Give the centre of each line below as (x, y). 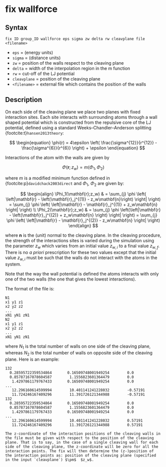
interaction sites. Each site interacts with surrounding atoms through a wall (81, 117)
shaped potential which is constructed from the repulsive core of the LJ (78, 122)
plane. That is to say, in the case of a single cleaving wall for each (82, 442)
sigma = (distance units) (36, 58)
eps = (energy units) (33, 52)
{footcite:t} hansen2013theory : (35, 133)
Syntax (16, 28)
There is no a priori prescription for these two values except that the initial (81, 253)
